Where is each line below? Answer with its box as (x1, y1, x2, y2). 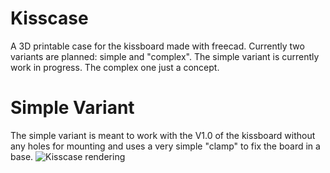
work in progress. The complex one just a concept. (10, 61, 220, 73)
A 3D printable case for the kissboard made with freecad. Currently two (10, 40, 305, 52)
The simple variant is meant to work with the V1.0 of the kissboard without (10, 129, 316, 141)
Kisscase (10, 7, 89, 30)
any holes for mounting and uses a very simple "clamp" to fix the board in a (10, 140, 321, 152)
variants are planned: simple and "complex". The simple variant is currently (10, 50, 320, 62)
